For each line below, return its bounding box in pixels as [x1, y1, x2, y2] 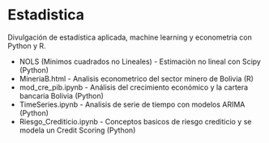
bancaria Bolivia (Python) [19, 90, 105, 100]
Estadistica [7, 6, 85, 24]
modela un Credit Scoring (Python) [19, 125, 136, 135]
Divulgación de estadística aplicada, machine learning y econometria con [7, 32, 253, 42]
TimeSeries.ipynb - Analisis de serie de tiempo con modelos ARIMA [19, 99, 246, 109]
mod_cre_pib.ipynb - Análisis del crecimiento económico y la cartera [19, 82, 249, 92]
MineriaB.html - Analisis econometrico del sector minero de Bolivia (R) [19, 74, 254, 83]
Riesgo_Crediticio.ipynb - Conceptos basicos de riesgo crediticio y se [19, 116, 252, 126]
